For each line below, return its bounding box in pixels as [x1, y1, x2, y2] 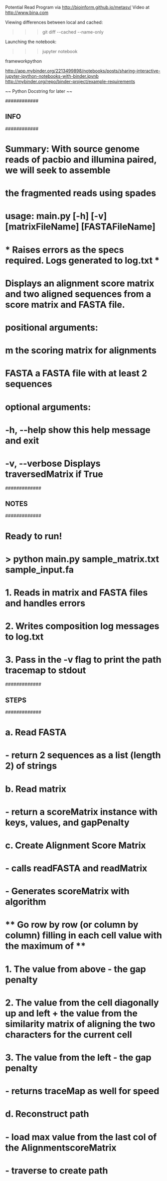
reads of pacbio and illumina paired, [5, 154, 157, 165]
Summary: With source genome [5, 143, 140, 154]
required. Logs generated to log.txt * [5, 255, 160, 266]
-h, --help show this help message [5, 424, 151, 436]
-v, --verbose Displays [5, 458, 101, 469]
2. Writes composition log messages [5, 621, 160, 632]
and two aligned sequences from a [5, 288, 152, 300]
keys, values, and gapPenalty [5, 817, 130, 828]
